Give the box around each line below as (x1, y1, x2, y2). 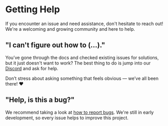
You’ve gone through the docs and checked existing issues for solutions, (5, 54, 159, 60)
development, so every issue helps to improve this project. (5, 114, 129, 121)
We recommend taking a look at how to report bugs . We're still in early (5, 109, 154, 115)
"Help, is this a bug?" (5, 96, 75, 104)
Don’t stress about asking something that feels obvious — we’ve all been (5, 75, 159, 81)
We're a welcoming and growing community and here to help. (5, 26, 135, 32)
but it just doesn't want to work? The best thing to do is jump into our (5, 60, 151, 66)
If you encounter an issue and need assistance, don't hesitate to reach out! (5, 20, 163, 27)
